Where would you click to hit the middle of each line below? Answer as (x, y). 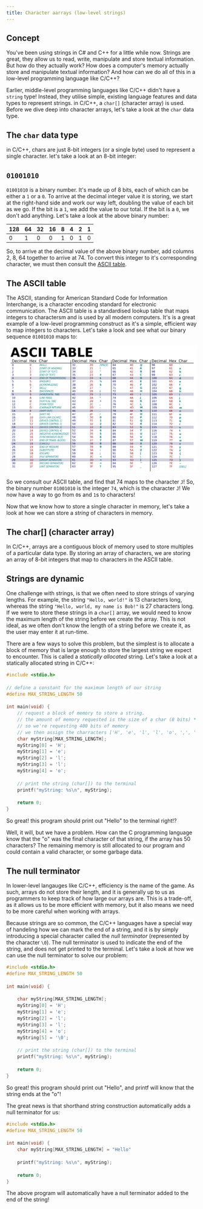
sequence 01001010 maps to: (42, 337)
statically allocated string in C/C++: (50, 663)
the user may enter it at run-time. (48, 631)
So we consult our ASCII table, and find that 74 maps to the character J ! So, (101, 482)
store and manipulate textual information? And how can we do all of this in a (101, 72)
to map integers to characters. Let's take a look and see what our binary (96, 330)
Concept (23, 39)
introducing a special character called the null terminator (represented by (98, 936)
